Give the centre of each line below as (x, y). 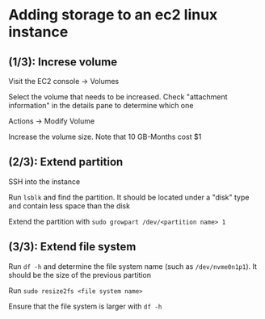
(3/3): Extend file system (72, 247)
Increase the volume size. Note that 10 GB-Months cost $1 (105, 136)
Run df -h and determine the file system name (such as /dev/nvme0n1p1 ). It (132, 266)
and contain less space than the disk (69, 206)
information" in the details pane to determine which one (101, 105)
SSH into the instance (44, 181)
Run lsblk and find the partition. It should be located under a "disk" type (129, 197)
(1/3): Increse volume (63, 62)
